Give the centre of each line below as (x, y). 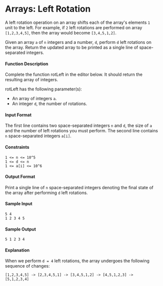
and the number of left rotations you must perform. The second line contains (81, 131)
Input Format (18, 115)
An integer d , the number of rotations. (49, 104)
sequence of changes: (27, 266)
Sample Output (21, 229)
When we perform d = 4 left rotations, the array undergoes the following (77, 261)
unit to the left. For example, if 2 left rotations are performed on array (73, 27)
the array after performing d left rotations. (47, 193)
